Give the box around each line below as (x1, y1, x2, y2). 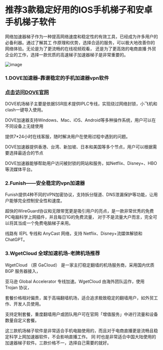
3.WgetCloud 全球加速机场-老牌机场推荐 (5, 250, 100, 257)
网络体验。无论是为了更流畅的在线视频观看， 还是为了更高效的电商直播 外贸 (5, 46, 156, 52)
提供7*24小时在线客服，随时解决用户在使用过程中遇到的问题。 (5, 134, 130, 140)
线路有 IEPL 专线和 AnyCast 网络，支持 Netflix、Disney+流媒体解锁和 (5, 230, 143, 236)
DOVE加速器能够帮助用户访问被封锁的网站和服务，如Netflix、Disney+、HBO (5, 160, 157, 166)
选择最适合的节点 (9, 150, 44, 156)
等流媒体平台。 (5, 166, 35, 173)
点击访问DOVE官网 (5, 88, 49, 95)
